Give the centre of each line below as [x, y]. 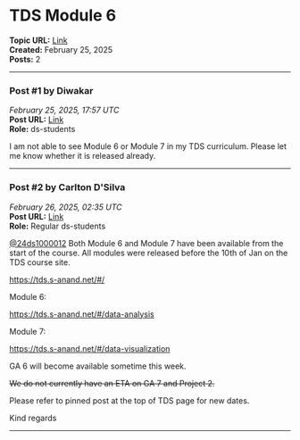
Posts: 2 [25, 59]
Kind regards [33, 418]
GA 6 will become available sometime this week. [98, 366]
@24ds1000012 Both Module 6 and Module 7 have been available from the [146, 243]
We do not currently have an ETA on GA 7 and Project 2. [112, 383]
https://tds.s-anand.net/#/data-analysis [82, 314]
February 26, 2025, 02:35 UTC [66, 207]
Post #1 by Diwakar [51, 90]
